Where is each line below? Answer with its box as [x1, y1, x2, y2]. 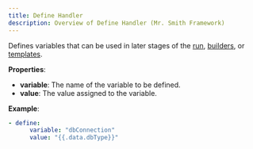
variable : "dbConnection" [29, 126, 115, 135]
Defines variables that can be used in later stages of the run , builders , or [8, 40, 245, 50]
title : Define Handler [8, 11, 83, 20]
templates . [8, 49, 43, 59]
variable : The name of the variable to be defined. [19, 80, 181, 90]
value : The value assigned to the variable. [19, 88, 157, 97]
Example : [8, 104, 40, 113]
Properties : [8, 64, 46, 74]
